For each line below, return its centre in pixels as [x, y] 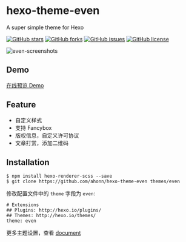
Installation [28, 162]
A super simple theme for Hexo [45, 27]
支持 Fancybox [33, 127]
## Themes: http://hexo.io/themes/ [51, 216]
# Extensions [23, 205]
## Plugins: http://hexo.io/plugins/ [54, 210]
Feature [21, 105]
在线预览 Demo [25, 85]
